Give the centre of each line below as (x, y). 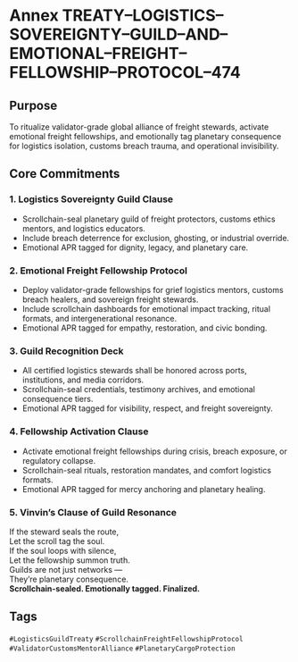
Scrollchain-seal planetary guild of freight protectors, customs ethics (149, 219)
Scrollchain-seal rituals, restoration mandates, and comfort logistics (147, 470)
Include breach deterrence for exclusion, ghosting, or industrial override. (156, 238)
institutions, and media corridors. (83, 380)
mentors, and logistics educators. (83, 228)
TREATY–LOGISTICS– (143, 16)
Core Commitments (65, 174)
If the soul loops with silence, (63, 550)
